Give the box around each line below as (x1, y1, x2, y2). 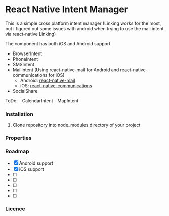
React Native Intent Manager (5, 4, 128, 15)
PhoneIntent (12, 56, 38, 62)
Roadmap (5, 148, 29, 155)
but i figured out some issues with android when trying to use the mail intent (5, 25, 164, 31)
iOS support (19, 166, 45, 172)
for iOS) (48, 72, 65, 78)
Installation (5, 110, 34, 117)
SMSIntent (12, 61, 34, 67)
